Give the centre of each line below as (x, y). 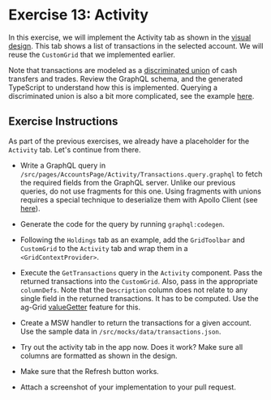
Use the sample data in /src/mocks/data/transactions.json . (120, 331)
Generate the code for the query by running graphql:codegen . (122, 223)
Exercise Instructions (63, 122)
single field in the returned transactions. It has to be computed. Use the (139, 298)
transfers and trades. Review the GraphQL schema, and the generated (126, 79)
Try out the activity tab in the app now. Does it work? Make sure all (131, 347)
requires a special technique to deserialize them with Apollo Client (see (139, 199)
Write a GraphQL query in (63, 165)
